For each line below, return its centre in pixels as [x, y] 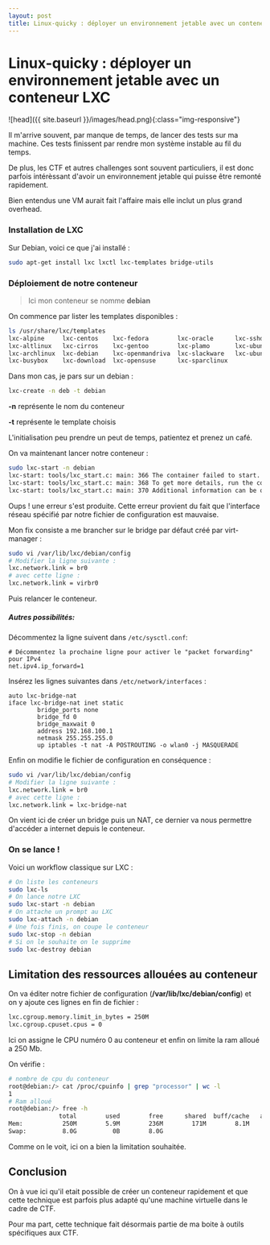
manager [23, 538]
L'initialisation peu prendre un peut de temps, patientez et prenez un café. [131, 438]
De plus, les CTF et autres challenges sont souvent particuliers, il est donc [131, 168]
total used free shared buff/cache [154, 1116]
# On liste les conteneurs [53, 882]
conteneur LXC [59, 97]
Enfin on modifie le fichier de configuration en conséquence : [110, 760]
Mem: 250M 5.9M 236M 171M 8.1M [129, 1124]
